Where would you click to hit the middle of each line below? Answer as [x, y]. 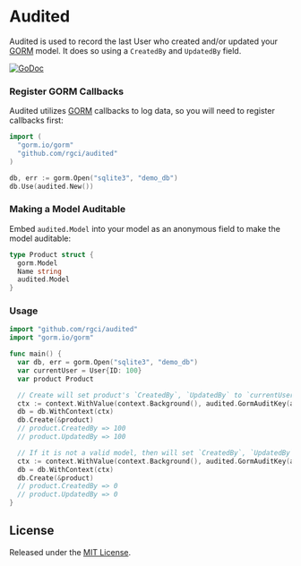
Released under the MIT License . [70, 552]
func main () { [36, 354]
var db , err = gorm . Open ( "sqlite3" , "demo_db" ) [108, 363]
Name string [40, 271]
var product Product [56, 379]
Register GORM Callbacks [66, 91]
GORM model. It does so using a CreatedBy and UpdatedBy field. [125, 50]
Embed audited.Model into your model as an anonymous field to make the [145, 228]
